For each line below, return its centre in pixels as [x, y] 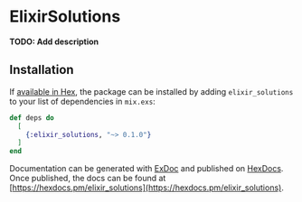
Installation [42, 70]
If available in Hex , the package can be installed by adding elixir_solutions [151, 91]
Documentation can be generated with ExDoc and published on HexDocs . [146, 169]
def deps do [32, 118]
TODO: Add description [54, 41]
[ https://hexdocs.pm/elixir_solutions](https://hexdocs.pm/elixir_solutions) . [147, 188]
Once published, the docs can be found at [88, 179]
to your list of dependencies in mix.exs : [82, 101]
